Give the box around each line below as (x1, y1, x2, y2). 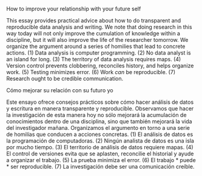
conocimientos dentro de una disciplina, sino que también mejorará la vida (6, 118, 192, 125)
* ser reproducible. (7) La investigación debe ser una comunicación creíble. (6, 163, 195, 170)
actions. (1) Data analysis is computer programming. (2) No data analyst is (6, 49, 191, 56)
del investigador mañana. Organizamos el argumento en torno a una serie (6, 124, 190, 131)
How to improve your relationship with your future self (6, 5, 141, 12)
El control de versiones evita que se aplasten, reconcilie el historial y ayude (6, 150, 194, 157)
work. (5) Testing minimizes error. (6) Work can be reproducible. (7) (6, 69, 176, 75)
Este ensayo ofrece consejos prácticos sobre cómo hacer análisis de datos (6, 98, 194, 106)
